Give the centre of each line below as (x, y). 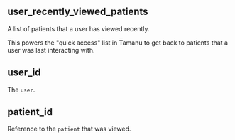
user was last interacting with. (51, 50)
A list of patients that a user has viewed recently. (79, 28)
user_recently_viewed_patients (78, 12)
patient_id (30, 112)
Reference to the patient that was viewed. (69, 129)
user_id (24, 73)
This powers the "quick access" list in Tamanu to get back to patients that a (118, 43)
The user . (21, 90)
